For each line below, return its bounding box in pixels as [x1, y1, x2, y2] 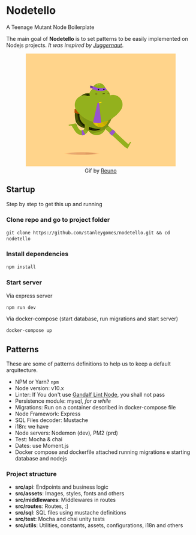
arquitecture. [6, 367, 38, 374]
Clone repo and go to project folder [6, 215, 110, 224]
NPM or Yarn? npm [14, 378, 59, 385]
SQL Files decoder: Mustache [14, 417, 89, 424]
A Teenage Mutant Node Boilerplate [6, 23, 95, 31]
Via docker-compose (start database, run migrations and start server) [6, 315, 179, 322]
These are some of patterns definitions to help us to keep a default [6, 360, 171, 367]
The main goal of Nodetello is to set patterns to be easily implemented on [6, 35, 189, 42]
